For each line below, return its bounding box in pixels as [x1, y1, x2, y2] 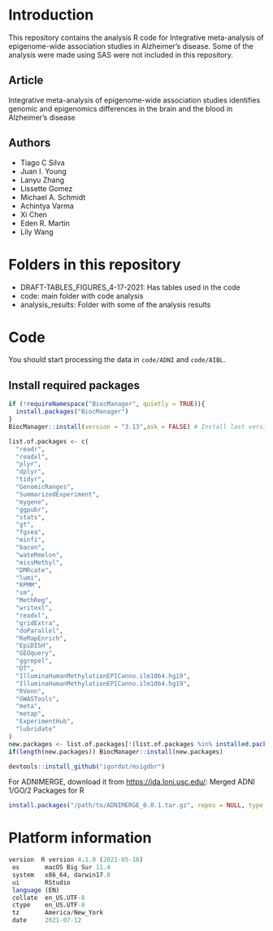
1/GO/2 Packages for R [8, 785, 84, 795]
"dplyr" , [15, 468, 45, 476]
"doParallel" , [15, 627, 63, 635]
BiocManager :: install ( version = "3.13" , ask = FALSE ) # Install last [8, 422, 245, 431]
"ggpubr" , [15, 505, 49, 514]
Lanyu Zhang [19, 175, 65, 185]
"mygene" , [15, 498, 49, 506]
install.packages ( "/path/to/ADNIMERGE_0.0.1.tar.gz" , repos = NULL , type [8, 802, 264, 810]
